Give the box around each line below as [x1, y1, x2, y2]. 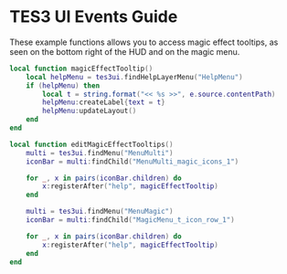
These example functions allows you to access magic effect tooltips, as [9, 37, 279, 47]
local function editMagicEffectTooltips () [9, 140, 174, 149]
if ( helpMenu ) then [26, 80, 101, 90]
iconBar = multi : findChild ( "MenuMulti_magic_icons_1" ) [26, 157, 239, 166]
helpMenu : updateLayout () [42, 107, 137, 116]
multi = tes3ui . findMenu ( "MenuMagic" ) [26, 207, 174, 216]
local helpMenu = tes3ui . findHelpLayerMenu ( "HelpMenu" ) [26, 72, 244, 81]
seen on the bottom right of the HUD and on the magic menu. [9, 46, 240, 57]
